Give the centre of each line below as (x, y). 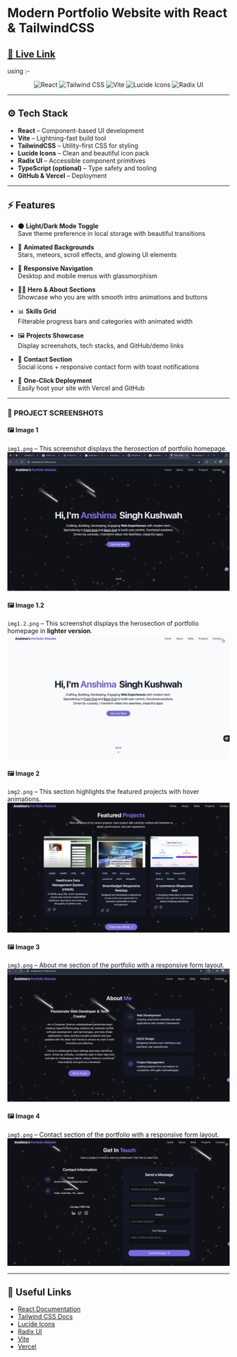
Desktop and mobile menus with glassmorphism (87, 275)
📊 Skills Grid (37, 311)
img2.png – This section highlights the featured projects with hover (103, 792)
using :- (19, 71)
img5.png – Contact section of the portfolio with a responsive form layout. (114, 1134)
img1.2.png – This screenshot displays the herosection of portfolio (103, 624)
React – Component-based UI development (81, 130)
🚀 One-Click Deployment (55, 380)
